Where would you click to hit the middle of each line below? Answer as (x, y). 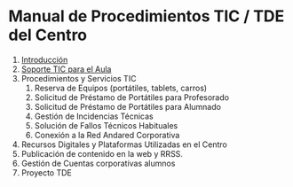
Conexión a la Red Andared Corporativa (107, 135)
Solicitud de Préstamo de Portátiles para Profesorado (132, 97)
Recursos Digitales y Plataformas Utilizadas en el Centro (124, 144)
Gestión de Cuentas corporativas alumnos (98, 163)
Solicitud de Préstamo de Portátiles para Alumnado (127, 106)
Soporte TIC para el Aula (66, 69)
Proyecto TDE (46, 172)
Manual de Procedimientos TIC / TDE (146, 16)
